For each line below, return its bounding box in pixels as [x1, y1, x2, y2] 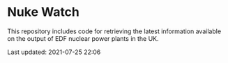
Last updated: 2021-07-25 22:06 [7, 48, 101, 56]
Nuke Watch [7, 4, 80, 20]
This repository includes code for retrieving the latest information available [7, 27, 222, 35]
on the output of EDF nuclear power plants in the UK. [7, 34, 159, 42]
